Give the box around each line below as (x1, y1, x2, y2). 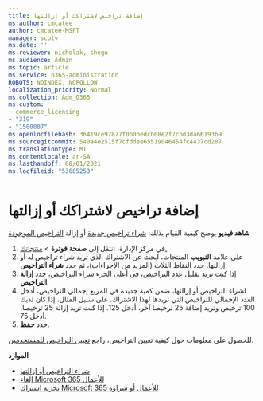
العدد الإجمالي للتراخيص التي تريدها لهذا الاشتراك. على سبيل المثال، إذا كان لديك (19, 294, 256, 304)
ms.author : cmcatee (8, 19, 73, 27)
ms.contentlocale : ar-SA (8, 152, 91, 160)
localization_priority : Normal (8, 85, 112, 94)
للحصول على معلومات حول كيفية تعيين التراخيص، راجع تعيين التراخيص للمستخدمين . (8, 335, 254, 344)
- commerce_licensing (8, 108, 80, 116)
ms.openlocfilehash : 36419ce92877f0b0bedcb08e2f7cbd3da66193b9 (8, 130, 222, 138)
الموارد (8, 350, 29, 360)
